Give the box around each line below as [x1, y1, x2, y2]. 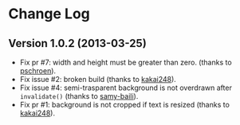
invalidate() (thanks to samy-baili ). [19, 92, 139, 100]
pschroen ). [19, 66, 57, 76]
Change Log [8, 5, 90, 23]
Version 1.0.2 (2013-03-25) [8, 37, 148, 50]
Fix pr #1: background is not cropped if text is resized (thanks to [19, 100, 230, 109]
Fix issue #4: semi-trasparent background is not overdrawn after [19, 83, 233, 92]
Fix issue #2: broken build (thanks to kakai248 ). [19, 75, 177, 84]
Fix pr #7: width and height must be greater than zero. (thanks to [19, 57, 233, 67]
